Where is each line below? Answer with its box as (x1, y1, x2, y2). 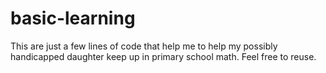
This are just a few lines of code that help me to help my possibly (10, 40, 278, 52)
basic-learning (10, 7, 136, 30)
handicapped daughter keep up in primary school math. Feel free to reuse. (10, 50, 317, 62)
